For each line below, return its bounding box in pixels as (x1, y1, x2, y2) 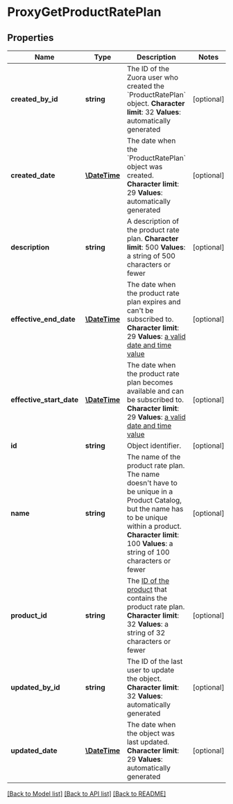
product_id (10, 611, 47, 620)
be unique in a (127, 487, 173, 496)
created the (127, 81, 165, 91)
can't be (127, 306, 154, 315)
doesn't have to (127, 478, 178, 487)
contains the (127, 593, 168, 603)
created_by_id (10, 94, 58, 104)
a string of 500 (127, 251, 175, 261)
